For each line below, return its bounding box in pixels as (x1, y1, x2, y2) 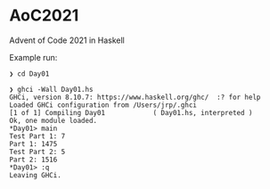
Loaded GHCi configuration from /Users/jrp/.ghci (9, 100, 198, 110)
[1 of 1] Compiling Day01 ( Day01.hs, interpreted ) (9, 108, 253, 117)
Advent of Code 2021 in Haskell (9, 35, 125, 45)
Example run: (9, 52, 58, 62)
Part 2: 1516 (9, 155, 58, 164)
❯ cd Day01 (9, 69, 50, 78)
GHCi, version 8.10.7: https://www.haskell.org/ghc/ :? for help (9, 93, 261, 102)
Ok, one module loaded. (9, 116, 98, 125)
